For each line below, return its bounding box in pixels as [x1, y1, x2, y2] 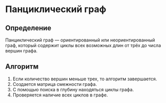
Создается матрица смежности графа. [12, 81, 97, 87]
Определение [5, 24, 52, 32]
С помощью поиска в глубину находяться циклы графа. [12, 86, 134, 92]
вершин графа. [5, 48, 38, 54]
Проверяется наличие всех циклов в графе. [12, 92, 108, 98]
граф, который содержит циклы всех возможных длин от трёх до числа [5, 42, 161, 48]
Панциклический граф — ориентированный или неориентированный [5, 37, 155, 43]
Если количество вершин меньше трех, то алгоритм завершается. [12, 76, 157, 82]
